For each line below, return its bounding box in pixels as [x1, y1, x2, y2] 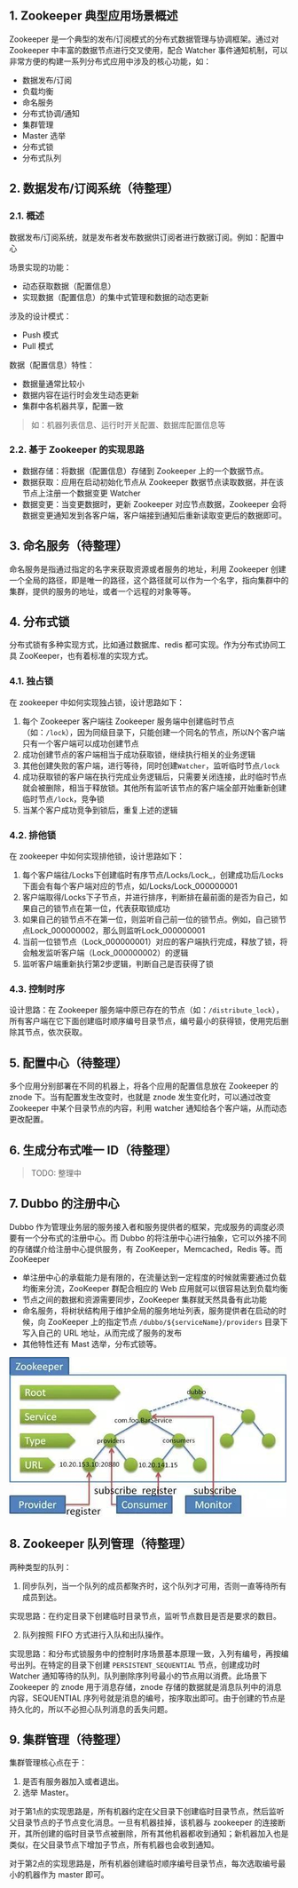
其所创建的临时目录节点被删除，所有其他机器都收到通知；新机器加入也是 [24, 1829, 289, 1839]
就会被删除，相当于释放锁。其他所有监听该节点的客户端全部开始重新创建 [21, 782, 286, 793]
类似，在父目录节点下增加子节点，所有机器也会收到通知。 [9, 1839, 219, 1850]
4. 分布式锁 [9, 615, 70, 629]
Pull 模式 [21, 340, 54, 351]
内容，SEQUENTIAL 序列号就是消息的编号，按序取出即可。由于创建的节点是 [9, 1693, 286, 1703]
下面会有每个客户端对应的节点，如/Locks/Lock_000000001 [21, 881, 238, 892]
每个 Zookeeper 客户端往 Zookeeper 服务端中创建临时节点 [21, 716, 235, 726]
